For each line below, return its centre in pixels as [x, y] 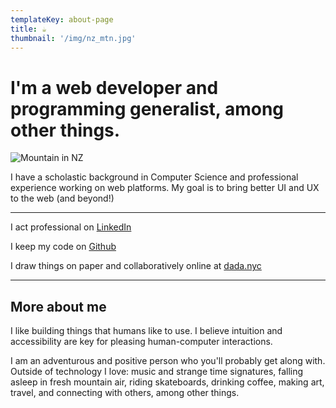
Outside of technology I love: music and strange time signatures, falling [157, 372]
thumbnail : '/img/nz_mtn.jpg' [73, 38]
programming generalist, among [147, 108]
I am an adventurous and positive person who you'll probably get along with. [168, 361]
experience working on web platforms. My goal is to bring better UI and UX [165, 188]
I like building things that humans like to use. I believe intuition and [146, 331]
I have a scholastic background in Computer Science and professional [154, 177]
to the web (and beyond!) [62, 198]
